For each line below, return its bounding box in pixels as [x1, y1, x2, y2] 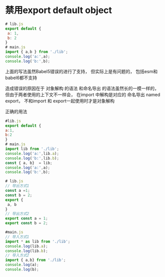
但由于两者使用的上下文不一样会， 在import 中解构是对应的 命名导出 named [5, 91, 160, 98]
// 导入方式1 [5, 234, 29, 239]
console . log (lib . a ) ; [5, 243, 48, 248]
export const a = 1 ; [5, 216, 48, 221]
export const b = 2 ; [5, 221, 48, 226]
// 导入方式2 [5, 253, 29, 258]
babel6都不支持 [5, 75, 37, 81]
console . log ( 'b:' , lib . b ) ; [5, 156, 59, 161]
